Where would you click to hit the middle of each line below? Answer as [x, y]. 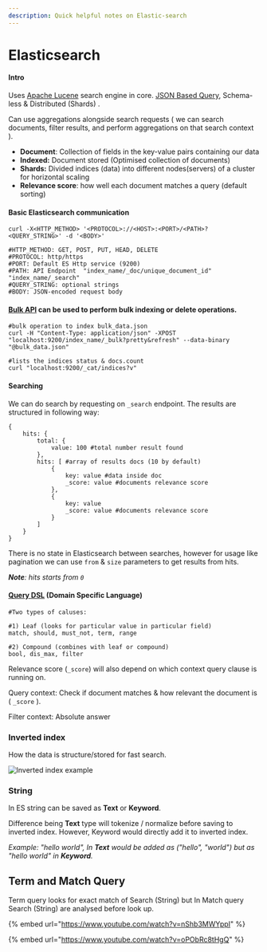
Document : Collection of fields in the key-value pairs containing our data [139, 151]
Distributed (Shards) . [65, 104]
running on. [27, 677]
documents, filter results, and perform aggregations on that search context [131, 128]
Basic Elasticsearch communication [69, 212]
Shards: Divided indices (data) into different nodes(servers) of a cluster [137, 169]
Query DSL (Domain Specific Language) [75, 596]
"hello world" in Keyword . [51, 856]
